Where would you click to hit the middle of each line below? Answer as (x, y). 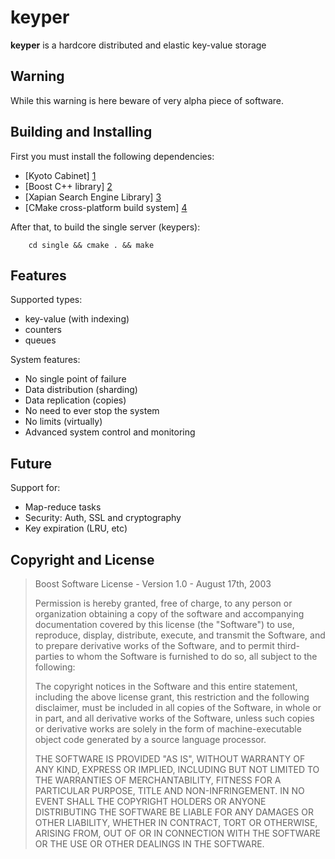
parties (49, 656)
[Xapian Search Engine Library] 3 (93, 197)
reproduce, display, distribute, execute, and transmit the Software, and (180, 635)
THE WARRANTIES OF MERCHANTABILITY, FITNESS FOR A (158, 780)
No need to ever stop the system (92, 411)
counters (43, 330)
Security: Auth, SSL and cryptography (103, 518)
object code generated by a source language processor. (150, 739)
